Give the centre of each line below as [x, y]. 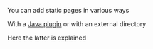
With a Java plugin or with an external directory [77, 24]
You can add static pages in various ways [68, 10]
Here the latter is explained [47, 38]
